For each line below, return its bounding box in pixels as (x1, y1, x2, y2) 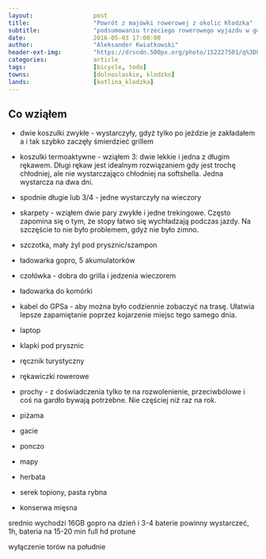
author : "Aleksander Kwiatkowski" (8, 41, 179, 49)
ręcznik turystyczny (19, 356, 85, 366)
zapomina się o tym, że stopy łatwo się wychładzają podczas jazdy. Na (19, 216, 251, 226)
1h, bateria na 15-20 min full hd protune (8, 526, 136, 536)
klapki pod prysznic (19, 341, 85, 350)
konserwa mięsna (19, 503, 78, 512)
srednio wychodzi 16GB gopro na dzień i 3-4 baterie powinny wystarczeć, (8, 519, 249, 528)
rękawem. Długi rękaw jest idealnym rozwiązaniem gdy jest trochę (19, 160, 236, 170)
